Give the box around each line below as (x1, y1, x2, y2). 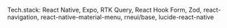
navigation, (7, 13, 40, 21)
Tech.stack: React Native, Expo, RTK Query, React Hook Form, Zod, (7, 6, 202, 14)
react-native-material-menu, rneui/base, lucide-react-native (41, 13, 214, 21)
